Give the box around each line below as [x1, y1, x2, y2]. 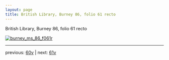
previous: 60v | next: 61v [5, 49, 56, 55]
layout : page [5, 7, 33, 12]
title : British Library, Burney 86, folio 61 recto [5, 12, 116, 17]
